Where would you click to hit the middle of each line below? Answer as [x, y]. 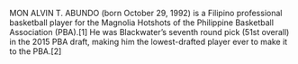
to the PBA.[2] [36, 51]
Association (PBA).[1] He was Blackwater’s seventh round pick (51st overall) [149, 32]
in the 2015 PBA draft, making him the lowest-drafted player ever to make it [149, 41]
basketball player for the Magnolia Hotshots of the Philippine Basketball [142, 23]
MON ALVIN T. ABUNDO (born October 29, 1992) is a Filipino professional [146, 13]
